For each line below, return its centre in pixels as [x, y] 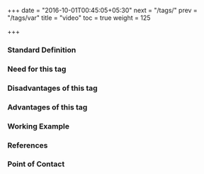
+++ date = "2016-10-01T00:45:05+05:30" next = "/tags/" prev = [103, 10]
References [28, 145]
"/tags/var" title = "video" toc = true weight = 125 [79, 18]
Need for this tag [37, 69]
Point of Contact [36, 164]
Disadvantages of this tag [52, 88]
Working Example [38, 126]
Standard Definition [42, 50]
